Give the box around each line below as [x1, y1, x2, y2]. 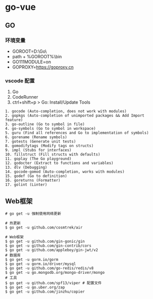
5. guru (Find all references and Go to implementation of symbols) [5, 130, 149, 136]
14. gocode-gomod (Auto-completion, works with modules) [5, 169, 125, 174]
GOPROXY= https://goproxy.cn [12, 64, 74, 70]
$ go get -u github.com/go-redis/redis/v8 [5, 265, 94, 270]
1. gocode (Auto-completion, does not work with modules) [5, 109, 127, 114]
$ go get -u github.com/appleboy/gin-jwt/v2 [5, 247, 98, 253]
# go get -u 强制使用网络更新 [5, 211, 62, 216]
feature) [5, 117, 23, 122]
